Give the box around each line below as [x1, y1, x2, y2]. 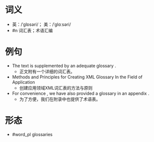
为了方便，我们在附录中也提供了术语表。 [19, 96, 101, 102]
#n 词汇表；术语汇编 [12, 27, 53, 33]
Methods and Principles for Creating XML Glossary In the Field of [12, 74, 143, 80]
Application [12, 79, 35, 85]
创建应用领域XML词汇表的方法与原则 [19, 85, 93, 90]
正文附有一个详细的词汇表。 [19, 69, 75, 74]
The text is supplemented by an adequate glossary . [12, 63, 117, 69]
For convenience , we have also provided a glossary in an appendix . [12, 90, 150, 96]
